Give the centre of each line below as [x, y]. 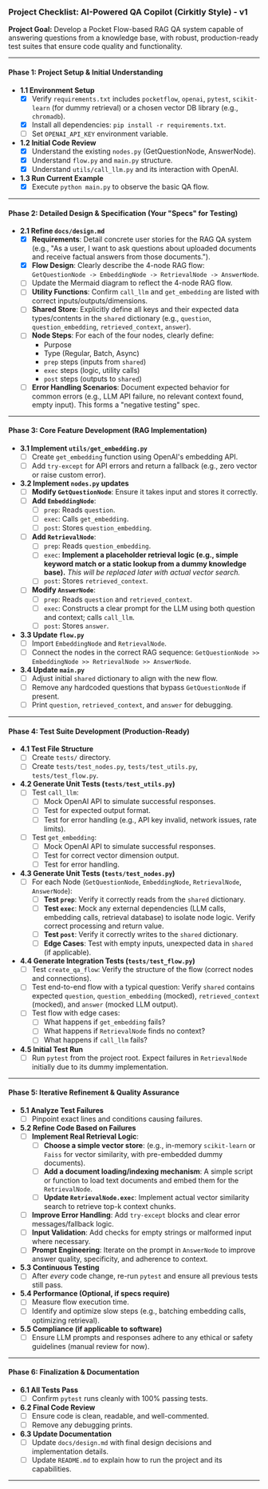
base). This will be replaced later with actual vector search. [142, 572]
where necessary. [61, 1242]
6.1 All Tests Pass [49, 1390]
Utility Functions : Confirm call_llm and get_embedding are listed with [146, 292]
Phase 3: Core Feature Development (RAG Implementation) [108, 430]
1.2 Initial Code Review [58, 142]
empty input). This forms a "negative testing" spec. [116, 404]
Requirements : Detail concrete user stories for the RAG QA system [142, 239]
